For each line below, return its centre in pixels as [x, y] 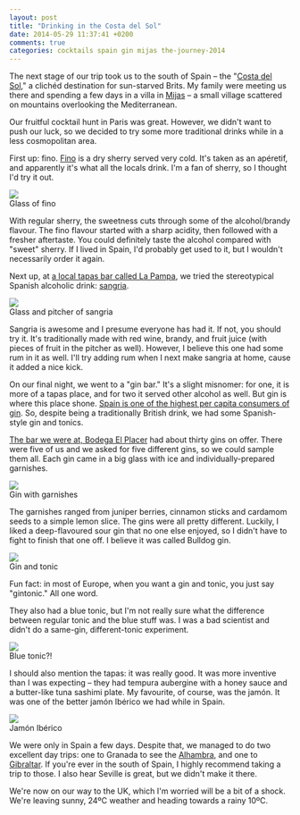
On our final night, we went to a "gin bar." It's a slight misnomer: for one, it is [150, 384]
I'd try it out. [32, 177]
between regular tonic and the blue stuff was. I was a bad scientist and [139, 620]
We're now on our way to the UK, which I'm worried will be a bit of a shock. [147, 791]
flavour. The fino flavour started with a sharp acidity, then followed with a [144, 231]
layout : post [33, 17]
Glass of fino [33, 204]
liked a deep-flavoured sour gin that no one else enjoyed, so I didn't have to [148, 531]
